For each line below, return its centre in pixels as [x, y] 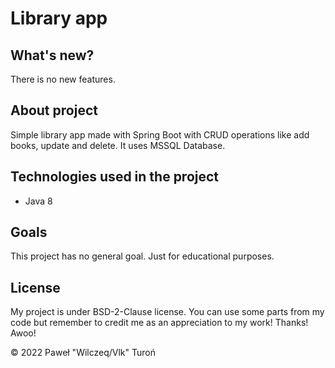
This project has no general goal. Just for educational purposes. [142, 256]
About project [54, 110]
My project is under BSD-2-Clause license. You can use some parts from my [167, 312]
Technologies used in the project [115, 177]
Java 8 [38, 201]
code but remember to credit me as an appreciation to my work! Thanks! [159, 323]
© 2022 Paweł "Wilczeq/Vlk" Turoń [83, 353]
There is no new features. [63, 79]
